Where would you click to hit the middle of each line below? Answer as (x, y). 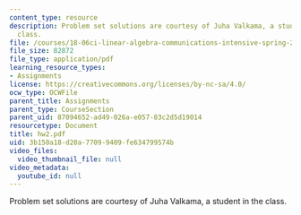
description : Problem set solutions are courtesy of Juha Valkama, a (142, 26)
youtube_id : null (50, 176)
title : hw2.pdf (38, 134)
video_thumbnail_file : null (70, 159)
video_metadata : (39, 168)
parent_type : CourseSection (62, 109)
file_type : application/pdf (62, 59)
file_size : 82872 (42, 51)
